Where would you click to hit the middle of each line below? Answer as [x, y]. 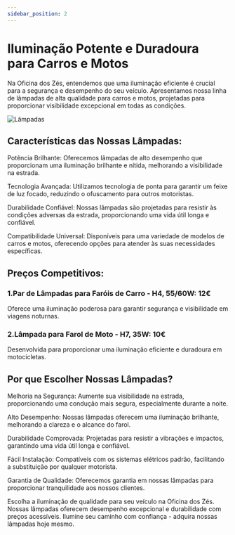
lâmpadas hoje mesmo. [41, 524]
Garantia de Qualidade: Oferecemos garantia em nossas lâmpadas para [110, 481]
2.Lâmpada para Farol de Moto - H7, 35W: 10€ [87, 334]
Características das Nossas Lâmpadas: [95, 141]
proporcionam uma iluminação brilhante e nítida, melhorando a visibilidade [115, 165]
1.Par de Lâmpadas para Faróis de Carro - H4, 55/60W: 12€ [109, 293]
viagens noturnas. [33, 316]
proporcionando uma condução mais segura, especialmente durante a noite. [118, 404]
